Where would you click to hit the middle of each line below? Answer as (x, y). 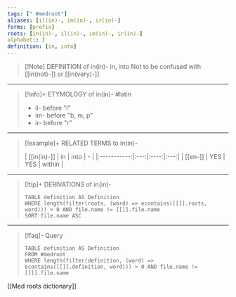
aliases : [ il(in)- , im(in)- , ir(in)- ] (64, 20)
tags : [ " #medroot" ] (38, 14)
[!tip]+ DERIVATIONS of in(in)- (68, 184)
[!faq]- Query (44, 235)
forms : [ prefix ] (31, 27)
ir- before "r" (53, 123)
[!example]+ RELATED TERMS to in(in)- (81, 143)
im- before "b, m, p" (64, 115)
